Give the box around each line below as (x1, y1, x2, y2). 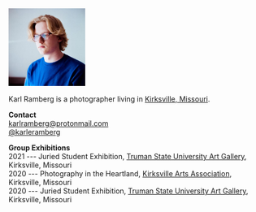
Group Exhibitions (8, 143, 71, 153)
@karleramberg (8, 128, 61, 137)
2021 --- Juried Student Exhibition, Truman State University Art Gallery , (8, 152, 247, 162)
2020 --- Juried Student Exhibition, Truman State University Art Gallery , (8, 186, 249, 196)
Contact (8, 110, 37, 120)
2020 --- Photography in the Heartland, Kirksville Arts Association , (8, 169, 232, 179)
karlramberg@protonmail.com (8, 119, 109, 128)
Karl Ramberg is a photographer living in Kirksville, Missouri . (8, 94, 210, 104)
